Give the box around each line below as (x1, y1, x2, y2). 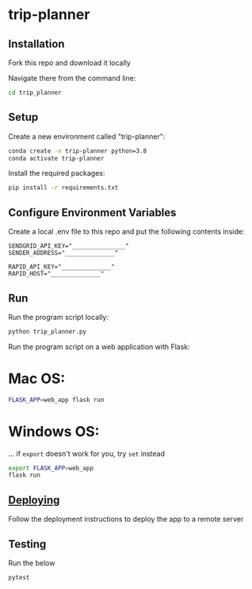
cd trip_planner (8, 89, 62, 97)
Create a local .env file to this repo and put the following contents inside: (8, 227, 245, 237)
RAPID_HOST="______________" (8, 270, 105, 278)
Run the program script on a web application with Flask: (8, 342, 190, 351)
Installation (8, 37, 65, 51)
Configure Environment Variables (8, 206, 177, 219)
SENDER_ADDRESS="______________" (8, 249, 119, 257)
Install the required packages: (8, 169, 105, 178)
